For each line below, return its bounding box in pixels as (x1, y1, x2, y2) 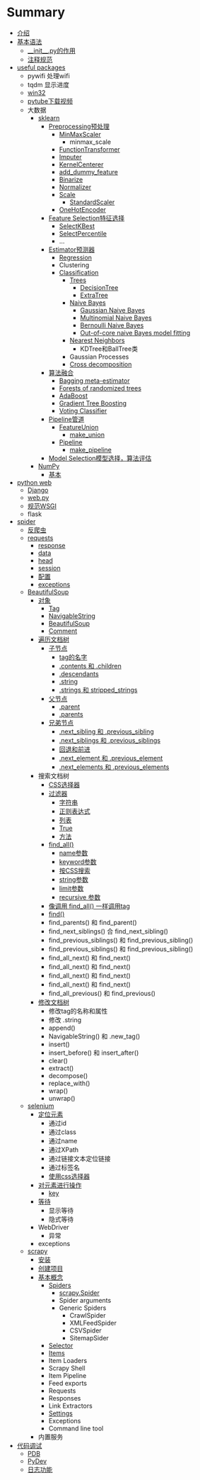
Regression (59, 253, 93, 262)
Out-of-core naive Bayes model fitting (80, 328, 191, 337)
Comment (48, 627, 78, 635)
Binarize (59, 175, 83, 184)
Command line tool (48, 1424, 104, 1433)
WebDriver (37, 1223, 70, 1231)
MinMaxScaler (59, 130, 102, 138)
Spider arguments (59, 1296, 112, 1304)
